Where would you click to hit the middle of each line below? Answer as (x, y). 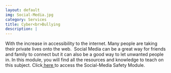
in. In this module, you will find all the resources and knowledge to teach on (84, 60)
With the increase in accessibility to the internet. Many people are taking (81, 43)
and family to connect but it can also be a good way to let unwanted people (84, 55)
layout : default (22, 10)
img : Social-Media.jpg (29, 15)
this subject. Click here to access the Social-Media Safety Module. (75, 65)
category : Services (26, 19)
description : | (21, 29)
